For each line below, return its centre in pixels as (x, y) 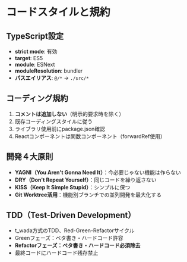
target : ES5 (29, 58)
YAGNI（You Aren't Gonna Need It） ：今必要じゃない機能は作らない (98, 172)
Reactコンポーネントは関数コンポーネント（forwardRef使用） (90, 136)
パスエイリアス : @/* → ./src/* (52, 78)
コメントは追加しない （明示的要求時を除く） (69, 114)
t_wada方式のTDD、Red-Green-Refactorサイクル (75, 230)
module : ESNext (35, 64)
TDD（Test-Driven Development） (71, 215)
